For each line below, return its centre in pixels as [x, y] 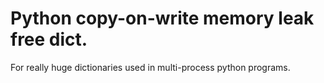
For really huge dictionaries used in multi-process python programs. [150, 67]
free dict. [49, 39]
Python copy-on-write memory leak [162, 18]
